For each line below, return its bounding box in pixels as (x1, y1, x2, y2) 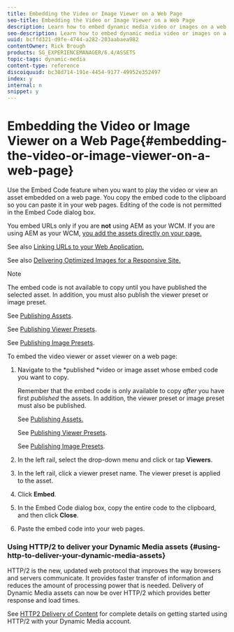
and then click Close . (17, 511, 79, 520)
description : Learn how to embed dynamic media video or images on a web (7, 23, 227, 30)
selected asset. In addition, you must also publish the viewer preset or (7, 291, 209, 299)
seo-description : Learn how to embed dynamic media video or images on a (7, 29, 227, 37)
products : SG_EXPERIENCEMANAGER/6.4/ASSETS (7, 50, 136, 57)
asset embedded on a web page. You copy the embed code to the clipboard (7, 193, 226, 202)
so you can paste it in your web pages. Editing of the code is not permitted (7, 200, 222, 210)
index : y (7, 75, 33, 82)
